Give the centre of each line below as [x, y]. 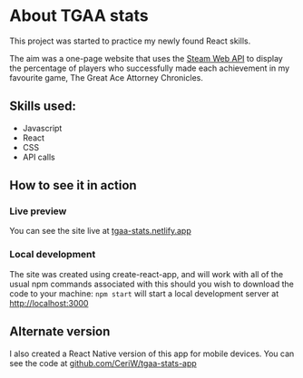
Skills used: [43, 107]
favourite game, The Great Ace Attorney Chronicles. [107, 77]
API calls [39, 157]
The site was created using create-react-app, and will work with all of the [147, 274]
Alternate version [60, 332]
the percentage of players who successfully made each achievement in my [150, 68]
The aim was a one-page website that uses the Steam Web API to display [146, 58]
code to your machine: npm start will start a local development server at [144, 293]
